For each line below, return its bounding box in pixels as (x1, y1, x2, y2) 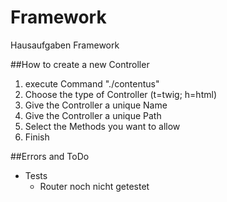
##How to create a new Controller (10, 58, 150, 70)
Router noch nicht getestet (39, 180, 150, 192)
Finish (24, 131, 50, 143)
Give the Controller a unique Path (24, 109, 162, 121)
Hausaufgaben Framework (10, 39, 120, 51)
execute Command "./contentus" (24, 77, 160, 90)
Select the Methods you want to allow (24, 120, 181, 132)
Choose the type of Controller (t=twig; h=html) (24, 88, 217, 100)
